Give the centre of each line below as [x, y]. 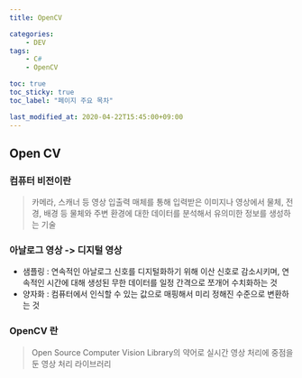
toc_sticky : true [42, 92]
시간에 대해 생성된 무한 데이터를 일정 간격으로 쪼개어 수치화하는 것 [162, 283]
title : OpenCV [36, 18]
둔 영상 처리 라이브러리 [71, 364]
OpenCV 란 [34, 331]
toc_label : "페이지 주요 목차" [61, 100]
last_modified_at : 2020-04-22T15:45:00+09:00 [96, 117]
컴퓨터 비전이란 [41, 180]
